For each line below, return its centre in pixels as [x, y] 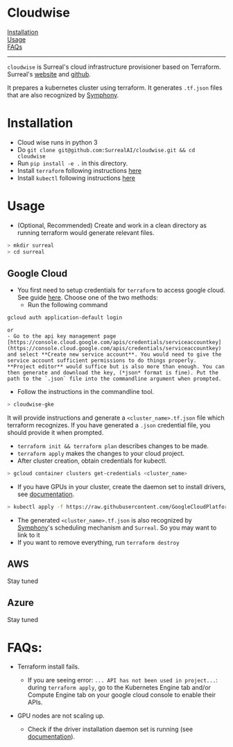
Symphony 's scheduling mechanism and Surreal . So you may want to [117, 527]
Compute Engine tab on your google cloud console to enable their [122, 695]
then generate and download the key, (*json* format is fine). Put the [113, 373]
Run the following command [68, 305]
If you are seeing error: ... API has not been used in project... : [123, 680]
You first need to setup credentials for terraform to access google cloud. [121, 290]
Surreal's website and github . [49, 74]
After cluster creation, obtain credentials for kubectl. [92, 461]
